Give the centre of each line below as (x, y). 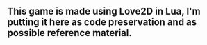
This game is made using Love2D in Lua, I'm (104, 11)
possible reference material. (69, 33)
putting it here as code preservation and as (102, 22)
